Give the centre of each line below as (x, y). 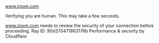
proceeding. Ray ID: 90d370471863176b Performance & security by (75, 31)
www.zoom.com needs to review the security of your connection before (79, 25)
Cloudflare (16, 36)
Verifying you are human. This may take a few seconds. (63, 16)
